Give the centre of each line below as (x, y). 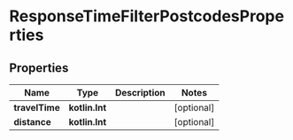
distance (32, 122)
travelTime (37, 108)
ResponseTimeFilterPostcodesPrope (147, 16)
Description (140, 93)
